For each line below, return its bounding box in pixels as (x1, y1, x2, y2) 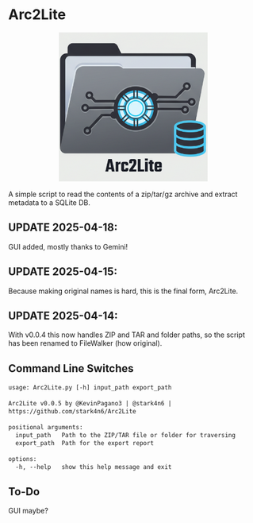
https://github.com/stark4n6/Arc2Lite (8, 408, 136, 416)
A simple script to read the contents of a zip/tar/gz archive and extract (8, 189, 238, 199)
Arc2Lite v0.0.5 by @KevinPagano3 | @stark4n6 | (8, 400, 172, 408)
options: (8, 455, 37, 463)
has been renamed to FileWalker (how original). (8, 339, 163, 348)
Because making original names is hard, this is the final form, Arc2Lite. (8, 286, 239, 296)
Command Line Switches (8, 362, 134, 375)
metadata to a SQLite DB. (8, 197, 91, 207)
